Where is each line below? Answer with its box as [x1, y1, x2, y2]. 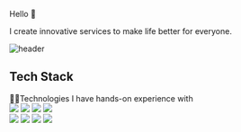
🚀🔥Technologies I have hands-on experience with [9, 92, 193, 103]
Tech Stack [9, 69, 74, 84]
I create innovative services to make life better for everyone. [9, 26, 232, 36]
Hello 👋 [9, 9, 36, 19]
